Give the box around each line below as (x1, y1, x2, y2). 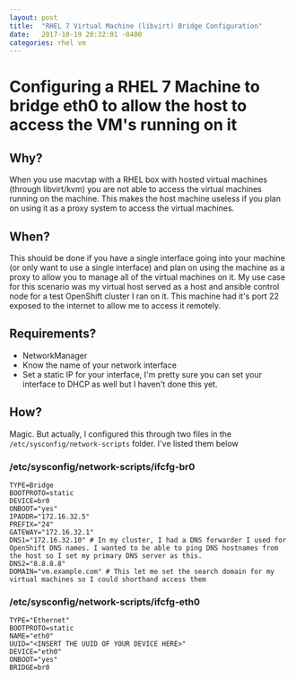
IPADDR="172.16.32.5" (9, 512, 91, 521)
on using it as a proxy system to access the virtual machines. (9, 203, 235, 213)
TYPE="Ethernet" (9, 616, 70, 625)
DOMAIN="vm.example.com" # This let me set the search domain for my (9, 567, 275, 576)
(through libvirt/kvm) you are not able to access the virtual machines (9, 184, 262, 195)
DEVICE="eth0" (9, 648, 63, 657)
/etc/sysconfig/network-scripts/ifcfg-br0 (9, 460, 196, 473)
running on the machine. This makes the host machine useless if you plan (9, 194, 281, 205)
